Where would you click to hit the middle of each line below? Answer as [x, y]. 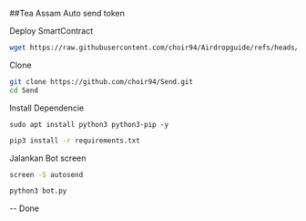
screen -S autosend [46, 174]
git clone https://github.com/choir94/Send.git [102, 81]
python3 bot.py [38, 191]
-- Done [24, 208]
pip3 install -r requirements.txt [75, 141]
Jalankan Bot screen [48, 158]
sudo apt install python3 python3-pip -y [89, 124]
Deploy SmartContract [51, 31]
